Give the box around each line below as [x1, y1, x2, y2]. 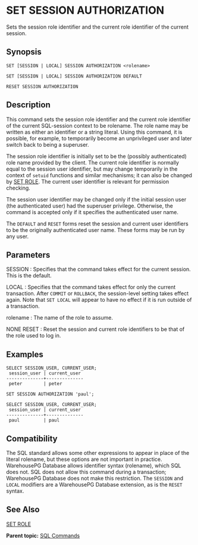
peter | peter [8, 381, 62, 387]
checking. [6, 184, 31, 191]
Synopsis [6, 47, 42, 57]
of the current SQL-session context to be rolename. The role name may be [6, 122, 188, 129]
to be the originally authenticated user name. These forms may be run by [6, 226, 185, 233]
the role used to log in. [6, 332, 61, 339]
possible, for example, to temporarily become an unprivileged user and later [6, 135, 192, 142]
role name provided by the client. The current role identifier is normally [6, 159, 180, 166]
